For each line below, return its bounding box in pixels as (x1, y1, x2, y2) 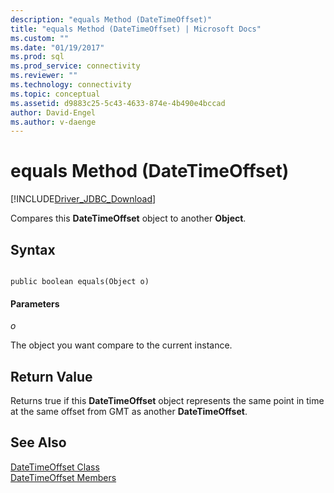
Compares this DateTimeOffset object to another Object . (10, 212, 247, 225)
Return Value (10, 368, 93, 385)
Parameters (10, 297, 60, 310)
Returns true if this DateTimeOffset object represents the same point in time (10, 395, 325, 407)
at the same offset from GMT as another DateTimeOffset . (10, 406, 248, 418)
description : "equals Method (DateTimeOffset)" (10, 14, 213, 25)
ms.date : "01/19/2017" (10, 42, 105, 53)
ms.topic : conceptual (10, 89, 101, 99)
